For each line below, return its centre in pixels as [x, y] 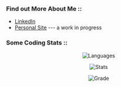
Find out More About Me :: [44, 9]
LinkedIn [25, 22]
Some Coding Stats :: [37, 43]
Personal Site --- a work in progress [58, 27]
